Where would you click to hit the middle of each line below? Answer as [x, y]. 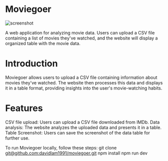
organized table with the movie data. [43, 43]
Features [24, 108]
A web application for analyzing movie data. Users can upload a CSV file [80, 32]
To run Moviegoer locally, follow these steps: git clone [61, 147]
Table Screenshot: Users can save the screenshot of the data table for [78, 132]
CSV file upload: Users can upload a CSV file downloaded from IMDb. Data [82, 122]
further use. [18, 138]
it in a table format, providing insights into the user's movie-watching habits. [84, 88]
